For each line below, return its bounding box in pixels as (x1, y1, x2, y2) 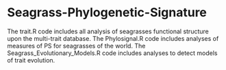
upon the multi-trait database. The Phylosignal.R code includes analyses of (7, 34, 219, 42)
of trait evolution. (7, 56, 55, 64)
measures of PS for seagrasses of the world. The (7, 41, 146, 50)
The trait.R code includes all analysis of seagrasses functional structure (7, 27, 209, 35)
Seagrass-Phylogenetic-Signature (7, 5, 208, 20)
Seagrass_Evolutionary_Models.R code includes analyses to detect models (7, 49, 218, 57)
